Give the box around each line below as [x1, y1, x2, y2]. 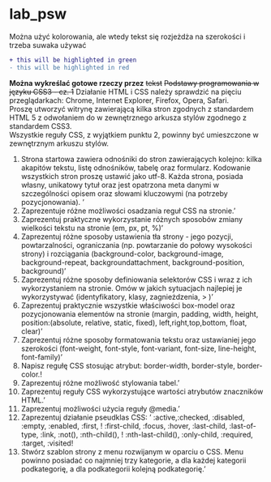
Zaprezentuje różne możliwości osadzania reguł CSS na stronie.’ [20, 206, 236, 215]
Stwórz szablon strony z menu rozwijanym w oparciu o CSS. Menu [20, 446, 244, 456]
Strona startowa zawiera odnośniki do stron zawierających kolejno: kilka [20, 154, 262, 164]
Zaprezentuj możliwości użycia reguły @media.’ [20, 403, 181, 413]
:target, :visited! [20, 438, 74, 448]
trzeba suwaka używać [9, 40, 87, 49]
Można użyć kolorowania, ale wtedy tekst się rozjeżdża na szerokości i [9, 32, 246, 41]
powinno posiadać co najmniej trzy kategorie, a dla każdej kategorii [20, 455, 247, 465]
